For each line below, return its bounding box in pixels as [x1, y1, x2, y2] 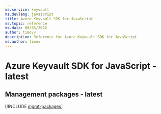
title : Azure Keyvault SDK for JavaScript [5, 16, 93, 21]
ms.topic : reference [5, 21, 48, 26]
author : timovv [5, 30, 36, 35]
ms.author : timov [5, 39, 41, 44]
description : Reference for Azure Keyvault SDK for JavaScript [5, 35, 137, 40]
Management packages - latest [5, 90, 103, 99]
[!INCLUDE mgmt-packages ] [5, 103, 63, 109]
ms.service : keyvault [5, 7, 50, 12]
